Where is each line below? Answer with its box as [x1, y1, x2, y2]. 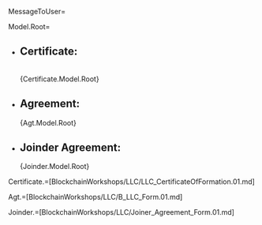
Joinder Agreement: [19, 141, 121, 155]
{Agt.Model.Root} [19, 118, 77, 127]
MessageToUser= [8, 7, 65, 16]
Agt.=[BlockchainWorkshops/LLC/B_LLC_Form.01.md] [8, 193, 183, 202]
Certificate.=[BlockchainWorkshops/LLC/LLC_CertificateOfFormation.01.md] [8, 177, 255, 186]
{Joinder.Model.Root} [19, 162, 90, 171]
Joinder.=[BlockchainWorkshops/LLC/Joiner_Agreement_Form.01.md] [8, 208, 235, 217]
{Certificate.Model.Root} [19, 74, 100, 84]
